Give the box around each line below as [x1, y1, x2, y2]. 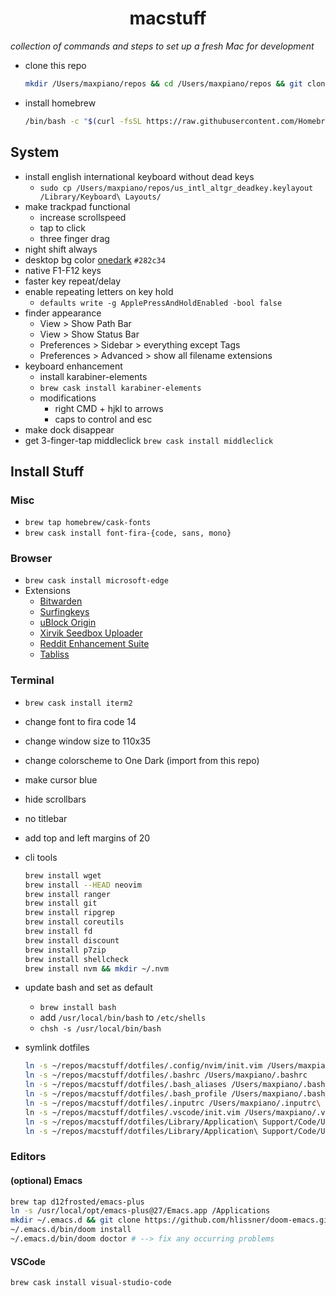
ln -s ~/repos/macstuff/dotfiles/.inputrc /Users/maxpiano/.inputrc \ [24, 1098, 322, 1108]
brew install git [24, 898, 98, 909]
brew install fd [24, 927, 93, 937]
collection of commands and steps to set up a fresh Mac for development [10, 40, 315, 52]
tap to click [39, 222, 86, 234]
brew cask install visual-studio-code [10, 1278, 172, 1288]
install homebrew [24, 97, 97, 109]
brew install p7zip [24, 945, 107, 955]
